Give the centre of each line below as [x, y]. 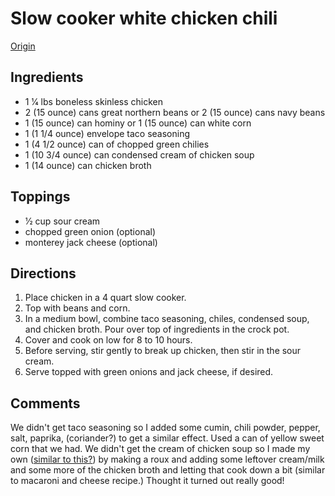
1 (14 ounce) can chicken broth [88, 165]
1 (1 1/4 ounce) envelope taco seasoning [107, 133]
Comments [45, 403]
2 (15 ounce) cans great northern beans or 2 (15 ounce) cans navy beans [175, 112]
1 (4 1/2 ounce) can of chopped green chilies [117, 144]
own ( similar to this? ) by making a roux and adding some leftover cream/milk [167, 459]
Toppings [40, 197]
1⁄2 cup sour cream [62, 221]
